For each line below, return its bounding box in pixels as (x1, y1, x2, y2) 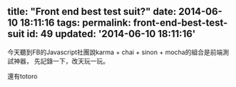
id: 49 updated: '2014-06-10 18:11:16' (26, 28, 196, 40)
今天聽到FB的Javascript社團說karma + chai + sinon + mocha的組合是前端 (7, 48, 223, 56)
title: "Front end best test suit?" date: (7, 6, 177, 18)
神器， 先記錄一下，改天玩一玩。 (13, 56, 109, 65)
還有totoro (7, 71, 38, 81)
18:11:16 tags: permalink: (20, 17, 132, 29)
